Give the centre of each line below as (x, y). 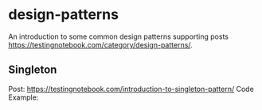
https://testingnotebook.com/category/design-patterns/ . (100, 44)
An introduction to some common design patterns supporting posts (119, 36)
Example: (23, 97)
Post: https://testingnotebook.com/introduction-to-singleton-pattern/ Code (131, 89)
